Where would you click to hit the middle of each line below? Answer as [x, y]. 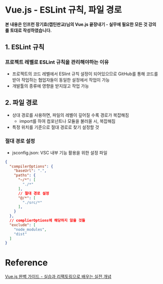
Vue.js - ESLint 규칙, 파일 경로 [63, 10]
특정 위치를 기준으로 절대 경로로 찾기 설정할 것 [55, 127]
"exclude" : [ [23, 225]
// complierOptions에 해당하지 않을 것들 [47, 221]
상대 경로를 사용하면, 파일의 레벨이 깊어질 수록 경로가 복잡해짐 [71, 115]
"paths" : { [25, 175]
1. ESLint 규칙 [25, 47]
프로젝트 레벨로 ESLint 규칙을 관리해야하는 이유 [57, 62]
